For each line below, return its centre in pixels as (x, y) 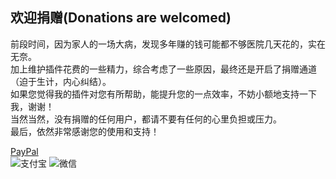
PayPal (24, 151)
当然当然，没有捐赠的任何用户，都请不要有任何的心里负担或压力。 (146, 119)
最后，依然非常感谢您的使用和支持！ (85, 131)
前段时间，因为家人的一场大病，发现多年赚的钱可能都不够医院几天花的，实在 (168, 44)
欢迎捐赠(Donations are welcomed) (121, 18)
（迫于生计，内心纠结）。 (61, 81)
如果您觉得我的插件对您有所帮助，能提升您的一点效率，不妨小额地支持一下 (163, 94)
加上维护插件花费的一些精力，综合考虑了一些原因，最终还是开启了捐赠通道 (163, 69)
